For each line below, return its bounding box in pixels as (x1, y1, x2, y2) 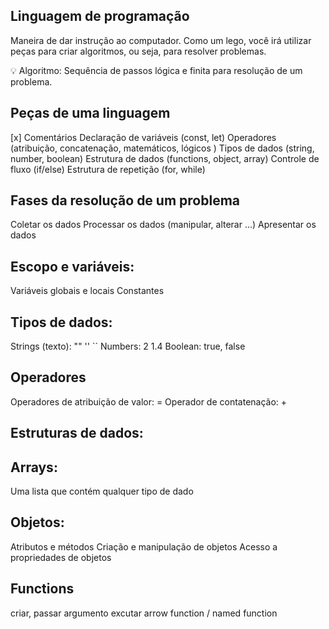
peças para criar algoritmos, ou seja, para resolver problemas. (10, 45, 267, 57)
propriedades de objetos (10, 551, 112, 563)
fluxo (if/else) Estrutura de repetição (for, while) (10, 163, 206, 175)
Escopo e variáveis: (10, 258, 135, 275)
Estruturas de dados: (10, 425, 144, 442)
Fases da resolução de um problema (10, 192, 241, 209)
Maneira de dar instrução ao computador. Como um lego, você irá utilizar (10, 34, 312, 46)
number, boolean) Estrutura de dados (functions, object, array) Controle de (10, 152, 320, 164)
